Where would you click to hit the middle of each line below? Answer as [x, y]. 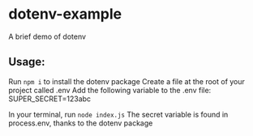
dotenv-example [65, 14]
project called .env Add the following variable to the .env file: [110, 90]
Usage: [27, 62]
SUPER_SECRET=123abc [50, 99]
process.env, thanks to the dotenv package [81, 123]
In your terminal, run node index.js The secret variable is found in [118, 114]
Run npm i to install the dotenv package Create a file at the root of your [127, 81]
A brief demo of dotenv [47, 36]
